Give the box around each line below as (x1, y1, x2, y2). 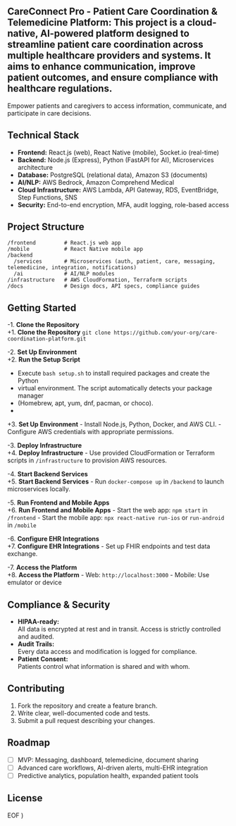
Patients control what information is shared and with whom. (17, 662, 190, 671)
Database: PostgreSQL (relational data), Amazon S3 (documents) (17, 171, 208, 179)
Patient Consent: (17, 655, 68, 663)
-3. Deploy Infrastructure (7, 441, 82, 450)
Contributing (7, 683, 65, 695)
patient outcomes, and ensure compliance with (7, 72, 218, 84)
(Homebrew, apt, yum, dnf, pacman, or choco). (17, 399, 154, 407)
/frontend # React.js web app (7, 240, 121, 247)
